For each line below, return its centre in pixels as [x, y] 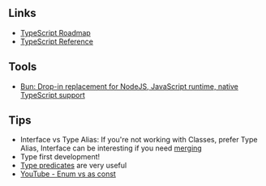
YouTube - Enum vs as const [68, 174]
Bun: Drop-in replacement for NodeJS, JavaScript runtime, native [129, 86]
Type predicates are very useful [73, 166]
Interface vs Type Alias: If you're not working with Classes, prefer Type [139, 140]
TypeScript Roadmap [55, 32]
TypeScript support [52, 95]
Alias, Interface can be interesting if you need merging [111, 148]
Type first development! [60, 157]
